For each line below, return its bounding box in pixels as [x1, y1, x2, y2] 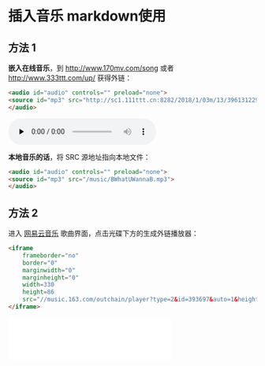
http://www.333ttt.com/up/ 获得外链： [8, 73, 132, 83]
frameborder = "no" [22, 251, 80, 260]
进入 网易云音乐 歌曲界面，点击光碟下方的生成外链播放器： [8, 229, 199, 238]
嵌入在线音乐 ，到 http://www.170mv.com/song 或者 [8, 64, 175, 72]
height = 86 [22, 288, 55, 296]
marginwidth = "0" [22, 266, 77, 274]
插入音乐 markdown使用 [8, 7, 166, 25]
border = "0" [22, 259, 58, 267]
